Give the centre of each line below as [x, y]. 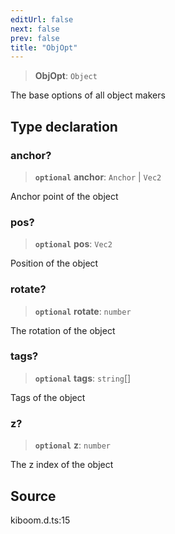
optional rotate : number [83, 311]
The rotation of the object [63, 330]
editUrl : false [42, 19]
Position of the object [54, 263]
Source [33, 496]
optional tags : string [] [83, 378]
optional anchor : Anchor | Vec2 [98, 177]
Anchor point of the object [64, 196]
